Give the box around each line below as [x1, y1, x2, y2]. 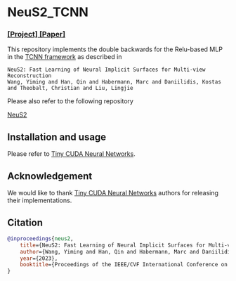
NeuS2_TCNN [7, 4, 89, 20]
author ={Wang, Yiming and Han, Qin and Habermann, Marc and [20, 248, 199, 255]
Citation [7, 216, 44, 228]
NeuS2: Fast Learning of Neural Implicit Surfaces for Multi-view [7, 66, 206, 74]
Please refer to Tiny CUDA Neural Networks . [7, 150, 136, 158]
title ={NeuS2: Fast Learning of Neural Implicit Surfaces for [20, 242, 206, 249]
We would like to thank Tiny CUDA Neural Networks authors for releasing [7, 189, 219, 197]
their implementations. [7, 196, 72, 204]
